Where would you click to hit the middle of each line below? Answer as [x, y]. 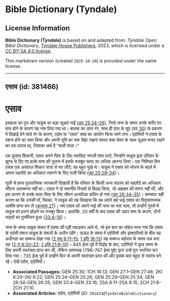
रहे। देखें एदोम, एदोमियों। [25, 261]
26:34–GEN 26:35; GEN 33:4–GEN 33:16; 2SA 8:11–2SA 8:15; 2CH [81, 283]
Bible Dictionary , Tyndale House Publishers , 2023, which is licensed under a [85, 46]
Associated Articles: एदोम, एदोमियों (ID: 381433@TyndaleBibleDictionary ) [84, 293]
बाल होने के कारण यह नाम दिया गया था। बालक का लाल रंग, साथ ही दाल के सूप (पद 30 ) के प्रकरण [84, 129]
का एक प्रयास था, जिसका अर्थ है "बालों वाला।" [42, 146]
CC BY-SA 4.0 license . [29, 51]
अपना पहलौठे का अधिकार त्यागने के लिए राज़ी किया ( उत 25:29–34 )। [62, 173]
